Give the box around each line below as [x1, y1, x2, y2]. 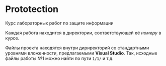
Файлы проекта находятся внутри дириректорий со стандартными [5, 44, 149, 50]
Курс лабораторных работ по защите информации [5, 20, 114, 26]
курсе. [5, 35, 20, 41]
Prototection [5, 3, 59, 15]
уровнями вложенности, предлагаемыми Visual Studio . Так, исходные [5, 50, 157, 56]
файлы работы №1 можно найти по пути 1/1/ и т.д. [5, 55, 114, 61]
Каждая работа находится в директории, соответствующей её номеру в [5, 29, 161, 35]
